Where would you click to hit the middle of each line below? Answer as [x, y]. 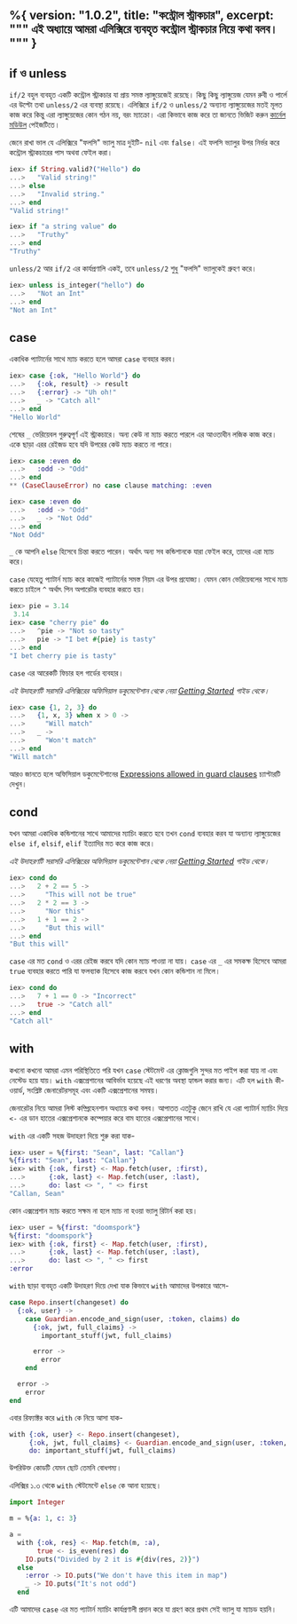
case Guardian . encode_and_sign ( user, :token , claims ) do [133, 1319]
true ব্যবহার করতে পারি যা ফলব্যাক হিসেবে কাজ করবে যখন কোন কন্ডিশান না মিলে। [115, 971]
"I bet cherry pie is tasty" [63, 656]
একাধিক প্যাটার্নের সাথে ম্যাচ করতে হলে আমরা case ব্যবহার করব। [93, 359]
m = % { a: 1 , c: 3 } [43, 1518]
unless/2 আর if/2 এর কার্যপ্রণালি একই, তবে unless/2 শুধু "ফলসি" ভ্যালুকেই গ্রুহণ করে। [133, 268]
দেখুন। [19, 784]
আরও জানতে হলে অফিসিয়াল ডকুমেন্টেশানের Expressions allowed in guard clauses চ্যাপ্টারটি [145, 773]
